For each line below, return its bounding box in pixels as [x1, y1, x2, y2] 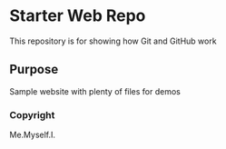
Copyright [9, 108, 55, 121]
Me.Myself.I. [9, 129, 56, 141]
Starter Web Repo [9, 5, 146, 26]
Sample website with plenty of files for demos [9, 85, 182, 96]
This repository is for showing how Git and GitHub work [9, 35, 217, 46]
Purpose [9, 62, 59, 77]
